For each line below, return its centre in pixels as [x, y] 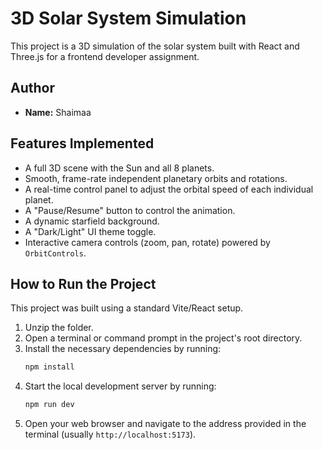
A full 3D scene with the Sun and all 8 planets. [119, 168]
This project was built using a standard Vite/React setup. [127, 308]
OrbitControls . [55, 253]
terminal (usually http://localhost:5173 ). [110, 434]
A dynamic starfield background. [92, 221]
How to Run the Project [83, 283]
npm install [49, 367]
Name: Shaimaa [58, 112]
